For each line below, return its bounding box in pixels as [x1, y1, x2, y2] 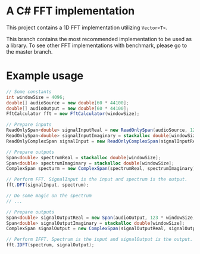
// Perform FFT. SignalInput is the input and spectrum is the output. [6, 176, 187, 182]
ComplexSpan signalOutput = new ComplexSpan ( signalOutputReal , [6, 225, 167, 232]
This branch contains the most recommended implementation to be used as [6, 35, 192, 42]
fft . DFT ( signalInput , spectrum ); [6, 182, 89, 188]
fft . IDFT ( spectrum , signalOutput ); [6, 242, 95, 248]
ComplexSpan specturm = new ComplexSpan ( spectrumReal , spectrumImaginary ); [6, 166, 198, 172]
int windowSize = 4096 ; [6, 94, 65, 100]
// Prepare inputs [6, 122, 52, 128]
